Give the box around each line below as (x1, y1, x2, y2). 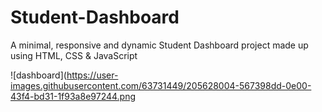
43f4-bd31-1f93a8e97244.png (10, 90, 137, 102)
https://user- (66, 69, 119, 81)
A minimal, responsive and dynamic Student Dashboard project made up (10, 39, 309, 51)
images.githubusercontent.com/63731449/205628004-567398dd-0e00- (10, 79, 312, 91)
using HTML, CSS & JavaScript (10, 49, 138, 61)
